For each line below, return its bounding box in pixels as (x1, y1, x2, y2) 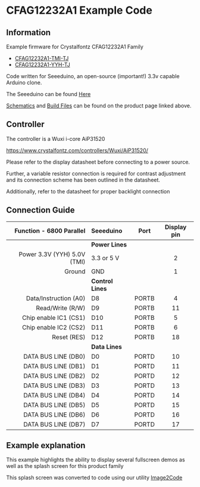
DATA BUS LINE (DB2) (23, 371, 86, 380)
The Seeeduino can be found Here (6, 91, 91, 97)
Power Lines (91, 240, 127, 248)
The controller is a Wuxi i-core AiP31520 (6, 135, 105, 142)
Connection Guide (6, 205, 76, 215)
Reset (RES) (52, 332, 86, 341)
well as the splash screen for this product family (6, 463, 124, 470)
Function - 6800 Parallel (14, 226, 86, 235)
